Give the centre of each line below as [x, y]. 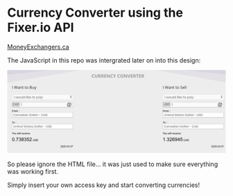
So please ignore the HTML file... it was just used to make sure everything [113, 164]
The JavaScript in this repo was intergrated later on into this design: [104, 60]
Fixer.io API [41, 27]
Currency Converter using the [95, 13]
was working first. [33, 172]
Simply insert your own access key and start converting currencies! [104, 185]
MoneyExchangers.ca [38, 47]
